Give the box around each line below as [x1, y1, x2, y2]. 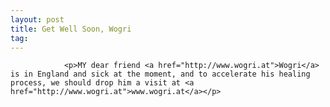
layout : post [10, 14, 65, 25]
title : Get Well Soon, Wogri [10, 24, 132, 34]
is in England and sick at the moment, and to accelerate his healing [10, 69, 311, 80]
